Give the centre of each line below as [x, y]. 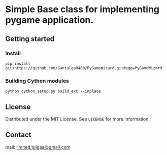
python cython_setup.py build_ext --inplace [53, 91]
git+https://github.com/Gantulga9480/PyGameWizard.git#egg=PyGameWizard [84, 68]
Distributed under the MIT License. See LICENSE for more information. [77, 119]
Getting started [30, 39]
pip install [18, 64]
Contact [18, 135]
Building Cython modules [37, 81]
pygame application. [49, 20]
